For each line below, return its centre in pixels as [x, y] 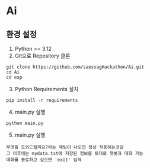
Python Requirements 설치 [47, 89]
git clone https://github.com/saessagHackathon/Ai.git [75, 67]
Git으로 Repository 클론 [42, 56]
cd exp [14, 77]
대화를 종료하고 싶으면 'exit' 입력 [44, 160]
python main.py [25, 123]
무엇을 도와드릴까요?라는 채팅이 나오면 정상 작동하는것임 [65, 147]
